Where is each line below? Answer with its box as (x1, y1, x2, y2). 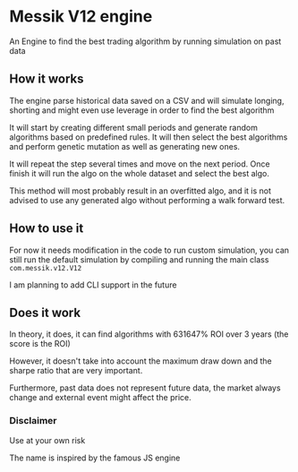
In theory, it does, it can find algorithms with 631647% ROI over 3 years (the (9, 329, 289, 339)
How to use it (9, 221, 84, 236)
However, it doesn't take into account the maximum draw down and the (9, 356, 272, 366)
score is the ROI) (9, 339, 72, 349)
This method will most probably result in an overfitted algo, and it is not (9, 185, 271, 196)
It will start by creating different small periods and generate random (9, 122, 258, 133)
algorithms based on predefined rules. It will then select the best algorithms (9, 132, 288, 142)
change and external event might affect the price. (9, 392, 192, 403)
